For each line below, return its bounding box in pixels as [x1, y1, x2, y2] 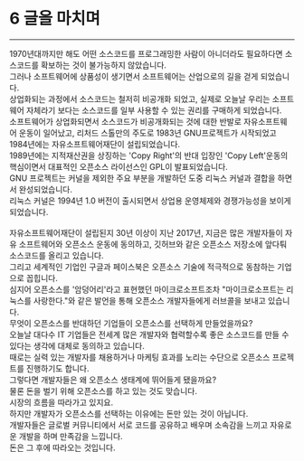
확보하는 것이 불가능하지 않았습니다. [40, 60, 167, 71]
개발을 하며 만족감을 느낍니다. [18, 430, 124, 441]
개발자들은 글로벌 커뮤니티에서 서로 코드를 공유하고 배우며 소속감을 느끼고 [9, 419, 269, 430]
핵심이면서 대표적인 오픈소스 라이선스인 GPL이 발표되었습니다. [9, 161, 228, 172]
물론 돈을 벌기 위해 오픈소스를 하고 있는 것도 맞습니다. [9, 385, 197, 396]
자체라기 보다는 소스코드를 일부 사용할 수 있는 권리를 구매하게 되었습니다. [25, 105, 282, 116]
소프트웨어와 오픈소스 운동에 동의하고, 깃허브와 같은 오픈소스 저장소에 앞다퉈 [18, 239, 288, 249]
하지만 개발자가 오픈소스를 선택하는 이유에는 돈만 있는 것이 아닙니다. [9, 408, 249, 419]
